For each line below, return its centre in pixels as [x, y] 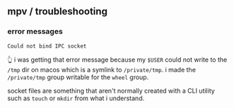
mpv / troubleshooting [58, 12]
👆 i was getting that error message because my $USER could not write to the [117, 60]
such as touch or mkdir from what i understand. [76, 98]
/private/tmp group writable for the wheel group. [78, 77]
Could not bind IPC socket [47, 46]
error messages [35, 32]
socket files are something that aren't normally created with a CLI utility [111, 90]
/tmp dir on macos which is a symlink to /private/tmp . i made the [102, 69]
